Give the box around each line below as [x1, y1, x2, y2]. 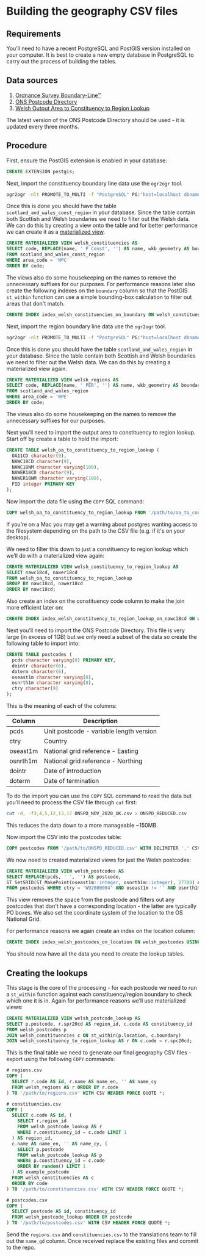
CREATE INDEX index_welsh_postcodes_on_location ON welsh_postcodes [6, 939, 184, 945]
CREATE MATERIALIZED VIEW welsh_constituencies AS [6, 240, 138, 247]
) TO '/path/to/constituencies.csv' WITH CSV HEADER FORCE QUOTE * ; [6, 1186, 184, 1192]
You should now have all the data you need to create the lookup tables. [6, 950, 185, 957]
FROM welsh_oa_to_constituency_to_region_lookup [6, 575, 132, 581]
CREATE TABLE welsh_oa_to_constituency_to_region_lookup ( [6, 447, 160, 453]
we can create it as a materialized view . [6, 228, 106, 236]
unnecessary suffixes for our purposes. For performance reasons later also [6, 280, 195, 287]
